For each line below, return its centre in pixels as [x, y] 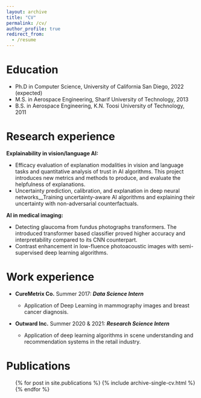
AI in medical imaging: [35, 215]
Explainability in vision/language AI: [52, 153]
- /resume [24, 40]
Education [32, 70]
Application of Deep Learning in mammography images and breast [107, 305]
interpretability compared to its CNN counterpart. [76, 240]
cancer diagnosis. [46, 312]
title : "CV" [21, 18]
